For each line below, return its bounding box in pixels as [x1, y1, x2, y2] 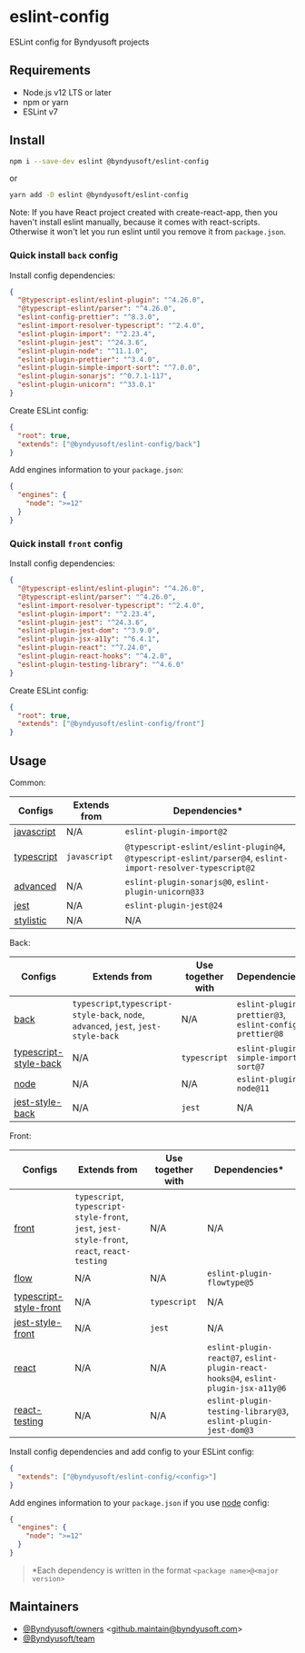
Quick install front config [9, 537, 123, 550]
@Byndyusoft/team [22, 1633, 95, 1644]
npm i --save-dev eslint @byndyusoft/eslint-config [9, 156, 209, 165]
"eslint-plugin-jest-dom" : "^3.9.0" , [17, 626, 161, 635]
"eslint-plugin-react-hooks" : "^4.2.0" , [17, 652, 172, 661]
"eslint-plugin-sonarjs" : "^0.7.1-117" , [17, 372, 172, 381]
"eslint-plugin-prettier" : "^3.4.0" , [17, 354, 161, 364]
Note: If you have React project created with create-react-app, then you [9, 207, 279, 218]
